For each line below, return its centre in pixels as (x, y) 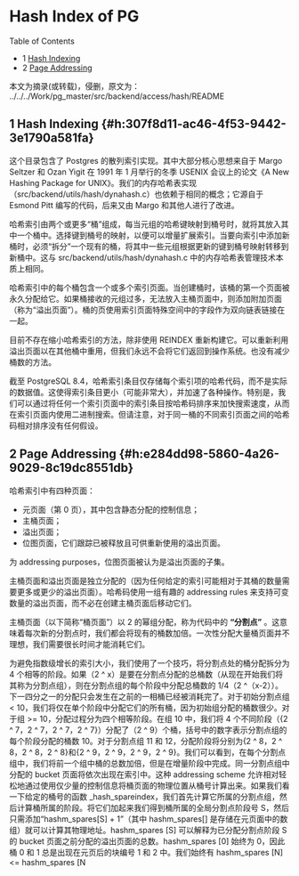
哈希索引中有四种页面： (52, 491)
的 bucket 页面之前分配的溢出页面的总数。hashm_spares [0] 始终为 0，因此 (147, 841)
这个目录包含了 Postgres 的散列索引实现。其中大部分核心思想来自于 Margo (146, 160)
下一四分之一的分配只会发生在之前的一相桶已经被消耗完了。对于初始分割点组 (149, 696)
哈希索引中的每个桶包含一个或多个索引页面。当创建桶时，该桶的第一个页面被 (149, 288)
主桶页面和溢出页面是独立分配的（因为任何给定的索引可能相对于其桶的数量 (145, 580)
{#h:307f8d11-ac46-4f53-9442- (194, 124)
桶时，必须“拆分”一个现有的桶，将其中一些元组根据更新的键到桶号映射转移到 (149, 246)
